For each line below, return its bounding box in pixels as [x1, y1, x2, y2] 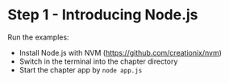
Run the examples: [7, 32, 69, 42]
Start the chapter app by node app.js [19, 64, 143, 74]
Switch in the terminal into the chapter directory [19, 56, 178, 66]
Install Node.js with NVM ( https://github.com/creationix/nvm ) [19, 48, 223, 57]
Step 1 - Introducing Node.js [7, 6, 198, 24]
